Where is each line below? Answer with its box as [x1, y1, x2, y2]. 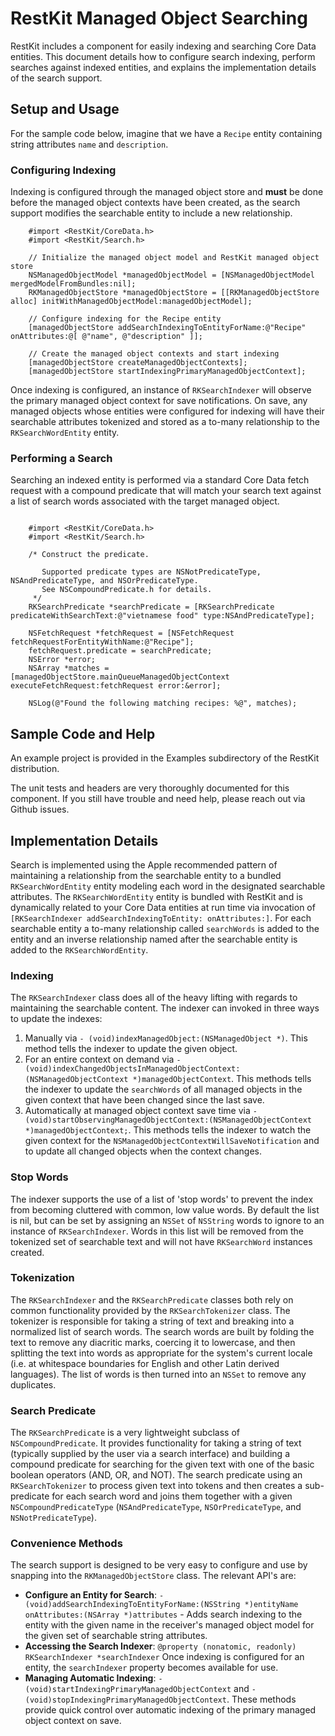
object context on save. [24, 1715, 122, 1727]
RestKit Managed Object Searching [10, 7, 308, 30]
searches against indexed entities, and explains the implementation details [10, 61, 317, 73]
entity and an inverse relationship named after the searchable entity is [10, 933, 298, 945]
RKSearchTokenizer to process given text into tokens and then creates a [10, 1480, 303, 1492]
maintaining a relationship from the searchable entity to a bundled [10, 869, 282, 881]
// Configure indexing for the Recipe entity [28, 314, 222, 324]
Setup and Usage [10, 101, 120, 118]
